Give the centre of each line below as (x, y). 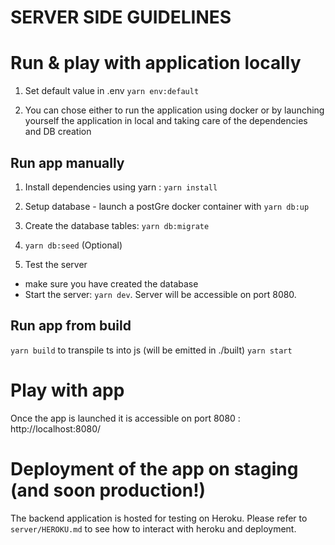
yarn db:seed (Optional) (73, 245)
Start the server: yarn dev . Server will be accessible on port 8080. (160, 294)
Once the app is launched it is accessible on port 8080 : (125, 418)
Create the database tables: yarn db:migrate (117, 225)
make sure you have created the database (111, 283)
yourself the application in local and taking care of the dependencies (166, 121)
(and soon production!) (108, 490)
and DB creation (58, 132)
